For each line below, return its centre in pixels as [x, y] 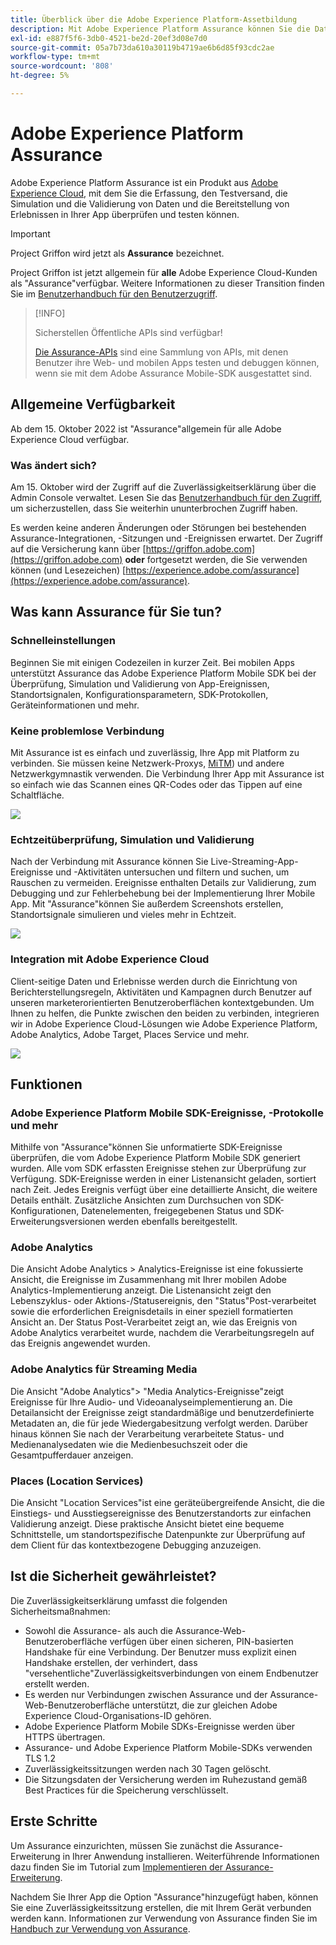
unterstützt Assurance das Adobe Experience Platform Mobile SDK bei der [163, 673]
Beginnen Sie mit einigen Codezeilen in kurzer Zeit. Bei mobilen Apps [152, 662]
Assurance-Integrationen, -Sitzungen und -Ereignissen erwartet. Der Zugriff [166, 538]
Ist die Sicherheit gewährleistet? [113, 1576]
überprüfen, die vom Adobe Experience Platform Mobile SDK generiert [155, 1158]
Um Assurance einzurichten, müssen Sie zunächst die [121, 1845]
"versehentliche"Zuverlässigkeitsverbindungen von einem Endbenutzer [171, 1673]
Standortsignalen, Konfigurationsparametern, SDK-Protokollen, [139, 694]
